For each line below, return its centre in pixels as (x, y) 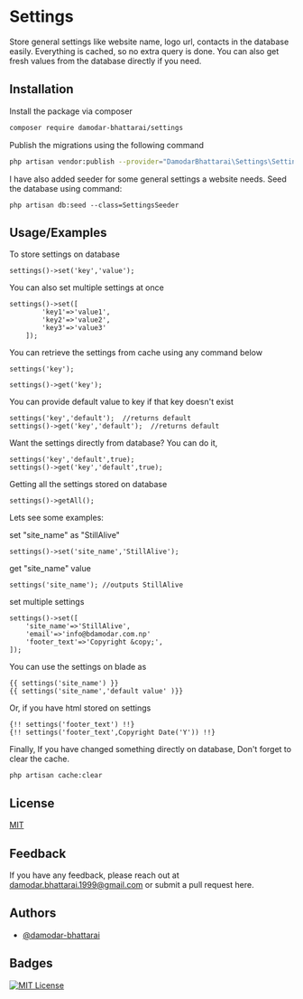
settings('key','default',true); (72, 460)
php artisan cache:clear (56, 776)
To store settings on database (64, 254)
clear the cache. (40, 759)
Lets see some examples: (56, 518)
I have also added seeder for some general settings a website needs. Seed (148, 179)
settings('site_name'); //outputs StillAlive (96, 585)
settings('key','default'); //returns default (101, 419)
